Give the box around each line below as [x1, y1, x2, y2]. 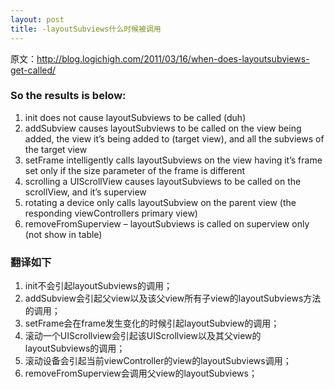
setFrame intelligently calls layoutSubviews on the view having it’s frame [24, 154, 323, 166]
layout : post [10, 14, 65, 25]
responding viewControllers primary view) [24, 207, 198, 219]
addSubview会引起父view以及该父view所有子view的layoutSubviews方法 [24, 292, 322, 305]
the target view [24, 143, 88, 155]
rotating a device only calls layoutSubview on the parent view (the [24, 196, 297, 208]
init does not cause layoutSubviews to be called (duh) [24, 111, 247, 123]
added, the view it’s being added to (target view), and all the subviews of [24, 132, 325, 145]
